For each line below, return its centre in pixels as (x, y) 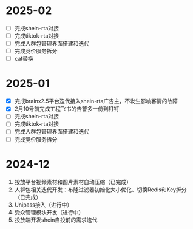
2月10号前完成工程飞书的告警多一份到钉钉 (67, 109)
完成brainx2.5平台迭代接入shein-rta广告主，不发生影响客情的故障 (96, 101)
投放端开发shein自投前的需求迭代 (56, 220)
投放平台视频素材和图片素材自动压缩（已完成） (73, 182)
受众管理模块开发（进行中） (49, 212)
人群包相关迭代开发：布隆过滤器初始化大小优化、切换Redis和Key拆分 (100, 190)
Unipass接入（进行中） (43, 205)
